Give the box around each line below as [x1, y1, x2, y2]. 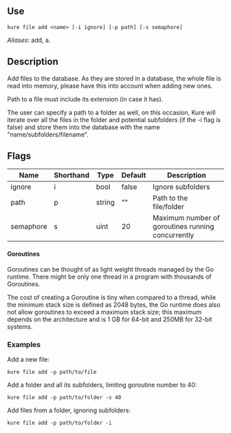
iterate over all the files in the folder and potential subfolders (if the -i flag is [7, 115, 221, 123]
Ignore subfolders [152, 182, 210, 192]
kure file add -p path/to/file [7, 368, 97, 375]
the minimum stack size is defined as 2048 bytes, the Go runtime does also [7, 300, 221, 309]
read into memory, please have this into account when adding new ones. [7, 81, 213, 90]
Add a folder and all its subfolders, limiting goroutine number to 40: [7, 381, 197, 389]
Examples [7, 339, 41, 349]
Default [121, 170, 146, 180]
